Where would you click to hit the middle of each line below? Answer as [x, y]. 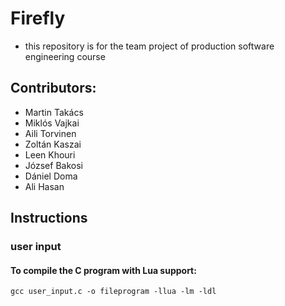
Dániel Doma [51, 176]
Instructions [49, 218]
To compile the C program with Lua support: [103, 270]
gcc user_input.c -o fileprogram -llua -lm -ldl [113, 292]
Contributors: [53, 88]
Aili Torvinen [50, 133]
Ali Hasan [44, 186]
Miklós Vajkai [52, 123]
